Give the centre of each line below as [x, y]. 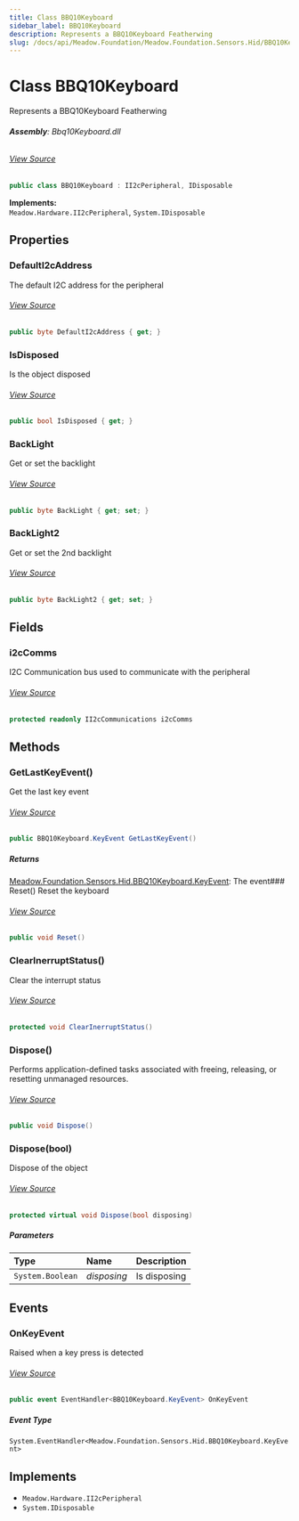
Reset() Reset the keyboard [59, 891]
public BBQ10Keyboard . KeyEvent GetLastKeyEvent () [103, 839]
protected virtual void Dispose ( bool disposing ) [101, 1215]
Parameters [32, 1235]
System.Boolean [46, 1276]
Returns [24, 858]
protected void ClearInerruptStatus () [81, 1027]
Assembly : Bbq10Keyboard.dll [65, 131]
